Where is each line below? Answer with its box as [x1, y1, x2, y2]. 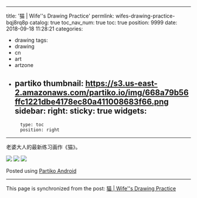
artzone [14, 62, 34, 68]
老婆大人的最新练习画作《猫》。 [6, 143, 81, 150]
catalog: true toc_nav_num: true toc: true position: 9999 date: [29, 19, 178, 26]
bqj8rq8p [6, 19, 29, 26]
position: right [20, 127, 60, 133]
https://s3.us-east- [85, 79, 158, 89]
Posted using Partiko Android [6, 167, 77, 174]
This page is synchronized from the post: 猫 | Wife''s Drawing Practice [6, 184, 176, 192]
